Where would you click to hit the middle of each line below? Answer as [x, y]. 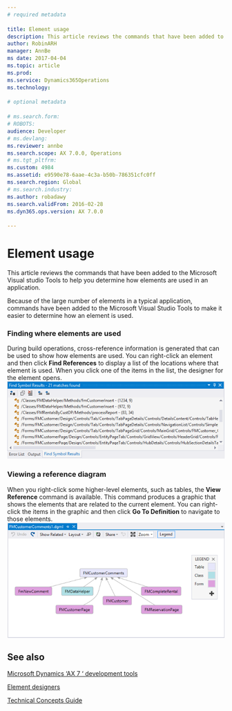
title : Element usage [38, 29]
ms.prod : [20, 73]
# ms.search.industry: [40, 189]
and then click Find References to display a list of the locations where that [113, 363]
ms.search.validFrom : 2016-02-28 [55, 204]
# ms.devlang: [28, 138]
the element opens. [35, 378]
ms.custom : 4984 [30, 168]
